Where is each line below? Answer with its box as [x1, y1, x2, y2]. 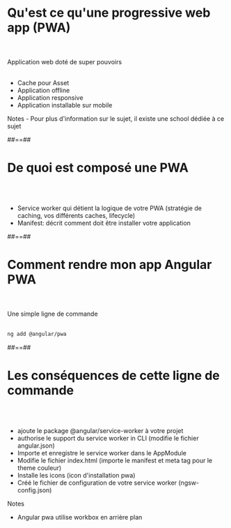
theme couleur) [17, 463, 62, 472]
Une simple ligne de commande [7, 309, 99, 318]
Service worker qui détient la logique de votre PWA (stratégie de [17, 204, 202, 212]
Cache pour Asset [17, 78, 70, 87]
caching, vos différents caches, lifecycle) [17, 211, 136, 219]
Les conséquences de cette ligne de [7, 367, 221, 383]
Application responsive [17, 93, 83, 102]
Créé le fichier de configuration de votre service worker [17, 478, 177, 487]
